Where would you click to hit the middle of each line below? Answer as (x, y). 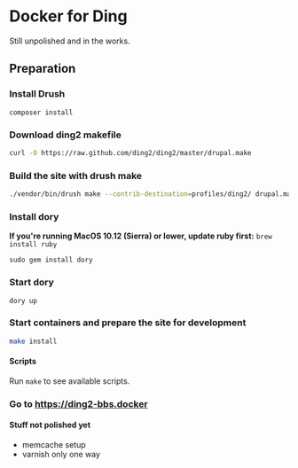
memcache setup (54, 445)
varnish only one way (61, 455)
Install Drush (37, 94)
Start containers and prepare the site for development (128, 323)
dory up (24, 300)
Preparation (43, 69)
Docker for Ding (68, 16)
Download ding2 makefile (66, 135)
